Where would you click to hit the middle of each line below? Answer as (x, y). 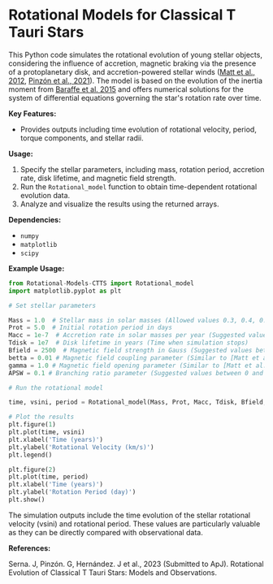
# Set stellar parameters (52, 305)
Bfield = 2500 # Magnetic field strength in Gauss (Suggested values (130, 351)
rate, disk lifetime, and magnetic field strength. (98, 178)
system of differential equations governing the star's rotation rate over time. (135, 97)
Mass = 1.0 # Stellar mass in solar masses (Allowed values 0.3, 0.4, (132, 320)
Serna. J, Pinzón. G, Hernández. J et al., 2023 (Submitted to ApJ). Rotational (136, 564)
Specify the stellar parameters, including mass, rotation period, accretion (142, 169)
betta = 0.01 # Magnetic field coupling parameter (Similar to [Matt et (134, 358)
